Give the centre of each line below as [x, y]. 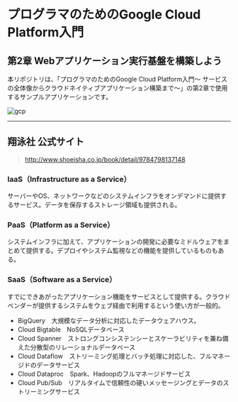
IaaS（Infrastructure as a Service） [69, 179]
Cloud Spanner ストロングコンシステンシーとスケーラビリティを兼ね [120, 338]
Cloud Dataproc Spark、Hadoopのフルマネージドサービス [104, 374]
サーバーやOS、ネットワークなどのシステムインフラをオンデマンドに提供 [114, 196]
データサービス [58, 365]
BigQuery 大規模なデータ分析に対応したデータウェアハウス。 [109, 320]
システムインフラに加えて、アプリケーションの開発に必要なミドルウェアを [115, 241]
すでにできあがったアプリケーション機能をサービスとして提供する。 [107, 296]
